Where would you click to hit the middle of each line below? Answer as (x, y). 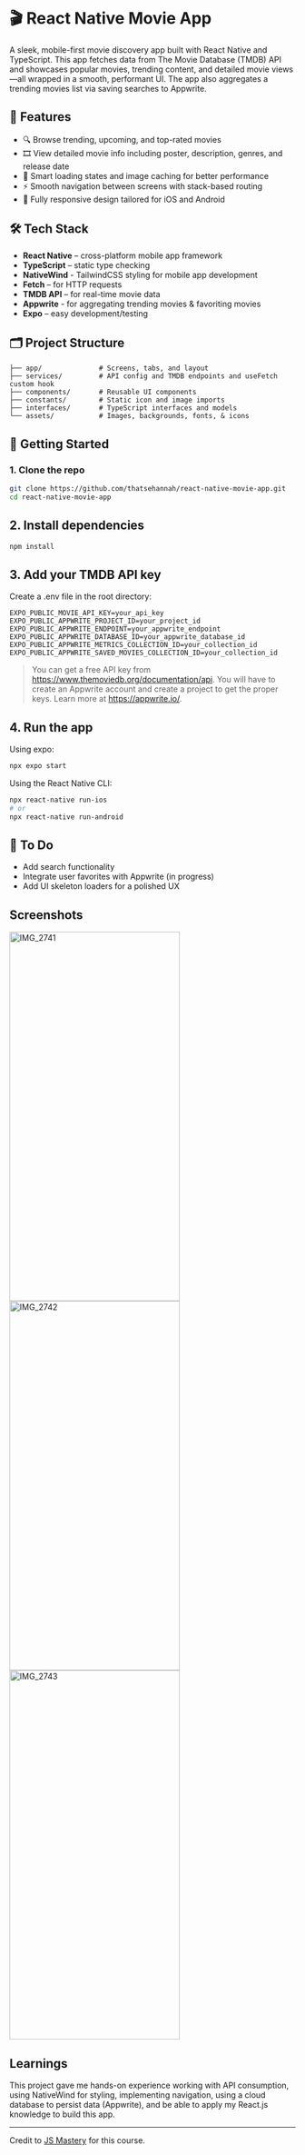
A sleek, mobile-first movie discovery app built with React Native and (138, 50)
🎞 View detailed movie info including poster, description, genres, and (152, 153)
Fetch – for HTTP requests (72, 284)
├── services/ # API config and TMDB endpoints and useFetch (144, 376)
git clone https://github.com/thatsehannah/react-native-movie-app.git (148, 489)
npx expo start (38, 766)
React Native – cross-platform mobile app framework (123, 255)
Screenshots (46, 915)
